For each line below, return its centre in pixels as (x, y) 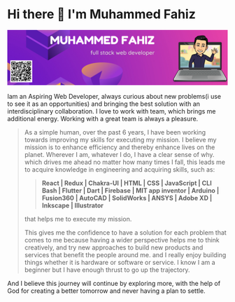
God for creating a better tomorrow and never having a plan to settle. (106, 291)
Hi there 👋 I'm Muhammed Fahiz (101, 14)
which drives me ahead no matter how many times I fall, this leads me (125, 162)
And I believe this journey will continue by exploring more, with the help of (114, 283)
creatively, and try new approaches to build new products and (114, 247)
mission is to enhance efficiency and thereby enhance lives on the (120, 147)
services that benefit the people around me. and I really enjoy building (125, 254)
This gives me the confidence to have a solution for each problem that (126, 232)
